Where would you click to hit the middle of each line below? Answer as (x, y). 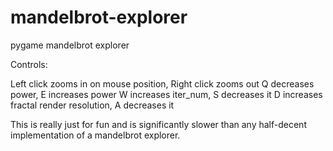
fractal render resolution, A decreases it (92, 105)
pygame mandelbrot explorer (70, 45)
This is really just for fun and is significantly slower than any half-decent (158, 124)
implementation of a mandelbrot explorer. (95, 135)
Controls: (29, 64)
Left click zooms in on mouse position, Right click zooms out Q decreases (162, 83)
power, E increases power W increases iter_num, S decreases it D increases (166, 94)
